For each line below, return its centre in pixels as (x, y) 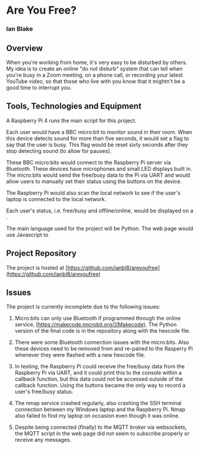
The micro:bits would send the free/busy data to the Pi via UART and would (98, 175)
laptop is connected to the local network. (56, 199)
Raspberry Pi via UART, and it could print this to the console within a (98, 373)
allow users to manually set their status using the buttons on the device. (94, 181)
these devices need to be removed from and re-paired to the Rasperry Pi (104, 349)
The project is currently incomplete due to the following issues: (83, 307)
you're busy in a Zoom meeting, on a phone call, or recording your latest (94, 75)
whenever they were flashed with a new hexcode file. (80, 355)
